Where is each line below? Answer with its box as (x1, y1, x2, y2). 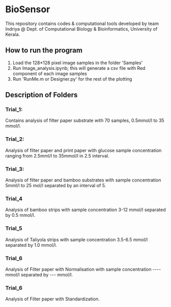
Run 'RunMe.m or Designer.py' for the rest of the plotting (12, 75, 133, 82)
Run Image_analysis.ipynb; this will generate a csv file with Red (12, 65, 145, 71)
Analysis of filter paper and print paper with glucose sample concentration (5, 147, 162, 153)
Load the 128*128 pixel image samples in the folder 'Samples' (12, 60, 143, 66)
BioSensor (5, 4, 50, 15)
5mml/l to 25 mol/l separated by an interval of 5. (5, 183, 106, 189)
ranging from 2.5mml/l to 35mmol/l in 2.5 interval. (5, 152, 110, 159)
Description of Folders (5, 91, 78, 99)
